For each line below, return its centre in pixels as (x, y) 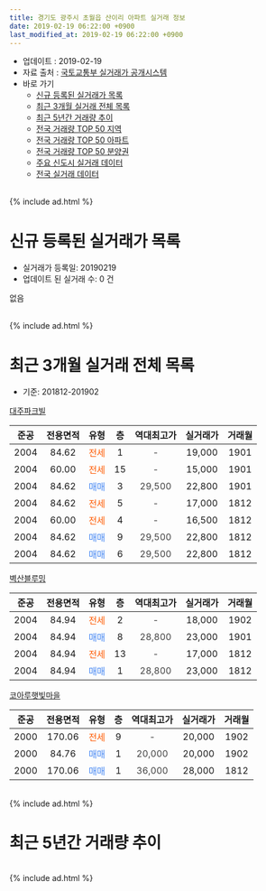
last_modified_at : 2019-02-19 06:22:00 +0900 (96, 34)
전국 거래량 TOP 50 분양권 (82, 152)
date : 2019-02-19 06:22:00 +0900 (72, 26)
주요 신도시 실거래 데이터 (79, 162)
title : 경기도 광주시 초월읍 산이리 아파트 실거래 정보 (97, 18)
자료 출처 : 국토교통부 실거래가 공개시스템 (95, 72)
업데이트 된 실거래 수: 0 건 (68, 279)
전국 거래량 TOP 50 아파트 (82, 140)
